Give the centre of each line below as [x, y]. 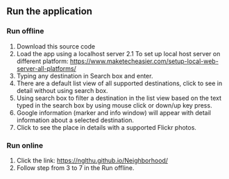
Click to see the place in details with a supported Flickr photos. [107, 127]
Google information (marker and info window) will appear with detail [113, 112]
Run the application [50, 11]
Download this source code [56, 46]
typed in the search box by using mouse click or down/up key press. [114, 105]
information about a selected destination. [75, 120]
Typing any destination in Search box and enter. [85, 76]
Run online [25, 145]
